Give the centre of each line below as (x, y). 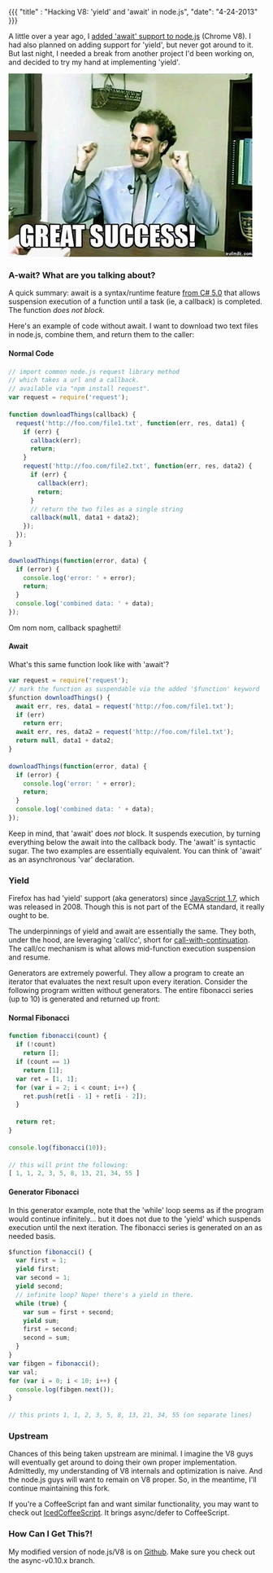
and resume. (29, 957)
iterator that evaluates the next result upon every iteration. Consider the (128, 982)
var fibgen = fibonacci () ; (54, 1364)
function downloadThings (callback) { (72, 415)
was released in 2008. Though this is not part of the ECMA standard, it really (136, 907)
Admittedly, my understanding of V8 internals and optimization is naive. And (135, 1471)
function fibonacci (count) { (58, 1036)
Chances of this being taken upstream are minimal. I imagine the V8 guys (131, 1454)
